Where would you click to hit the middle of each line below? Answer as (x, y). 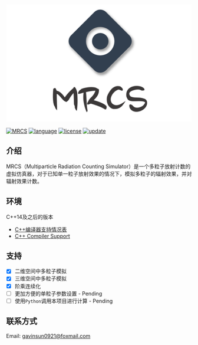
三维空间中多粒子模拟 (40, 278)
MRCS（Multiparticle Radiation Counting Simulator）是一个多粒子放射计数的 (98, 166)
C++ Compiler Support (42, 236)
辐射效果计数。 (24, 181)
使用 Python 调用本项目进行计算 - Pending (64, 301)
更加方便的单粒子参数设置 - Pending (58, 293)
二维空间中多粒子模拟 (40, 271)
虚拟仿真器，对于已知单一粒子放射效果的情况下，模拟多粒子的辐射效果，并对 (99, 173)
